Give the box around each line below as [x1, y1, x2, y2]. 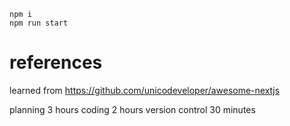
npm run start [9, 18, 69, 28]
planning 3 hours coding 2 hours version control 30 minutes [9, 103, 256, 115]
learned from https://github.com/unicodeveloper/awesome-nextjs [9, 84, 281, 96]
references [9, 51, 103, 74]
